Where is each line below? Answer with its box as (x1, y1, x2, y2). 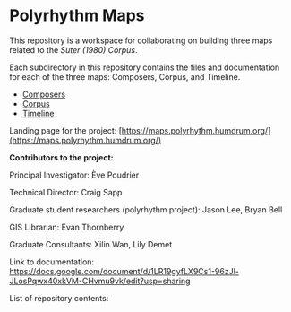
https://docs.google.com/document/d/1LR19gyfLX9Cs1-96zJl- (9, 265, 239, 276)
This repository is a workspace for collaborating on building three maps (9, 35, 273, 46)
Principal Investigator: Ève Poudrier (9, 169, 140, 180)
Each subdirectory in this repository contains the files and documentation (9, 62, 280, 73)
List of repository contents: (9, 292, 109, 303)
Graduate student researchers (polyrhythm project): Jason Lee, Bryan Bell (9, 204, 283, 215)
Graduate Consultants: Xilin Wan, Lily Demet (9, 238, 173, 249)
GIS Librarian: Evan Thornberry (9, 221, 124, 232)
